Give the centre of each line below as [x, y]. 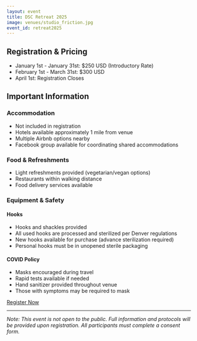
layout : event [24, 11]
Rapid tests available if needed [52, 278]
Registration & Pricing [47, 51]
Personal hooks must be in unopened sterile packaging [81, 246]
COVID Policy [23, 259]
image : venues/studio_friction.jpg [50, 22]
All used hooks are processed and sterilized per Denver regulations [96, 233]
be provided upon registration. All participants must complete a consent [94, 325]
